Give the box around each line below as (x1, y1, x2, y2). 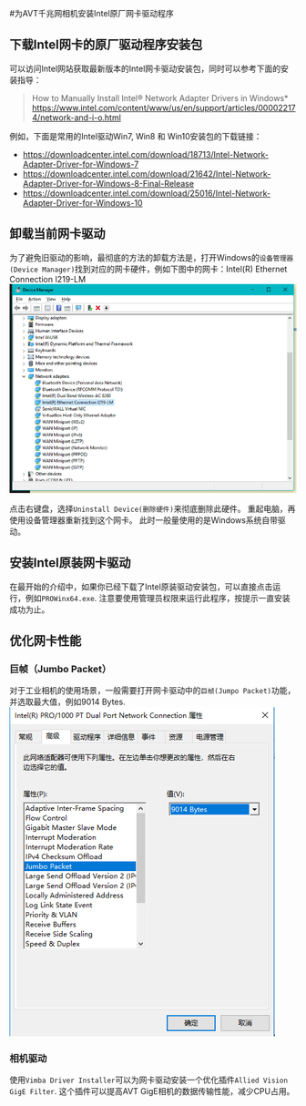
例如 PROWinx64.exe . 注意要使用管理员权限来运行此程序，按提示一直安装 (25, 592, 291, 603)
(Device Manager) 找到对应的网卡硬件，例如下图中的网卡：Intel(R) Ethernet (9, 263, 288, 274)
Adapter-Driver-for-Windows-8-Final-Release (22, 178, 194, 189)
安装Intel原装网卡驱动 (9, 555, 131, 571)
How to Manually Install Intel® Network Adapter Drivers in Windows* (31, 92, 289, 103)
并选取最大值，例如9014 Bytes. (9, 696, 126, 708)
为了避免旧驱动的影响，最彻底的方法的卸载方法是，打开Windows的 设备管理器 (9, 251, 294, 262)
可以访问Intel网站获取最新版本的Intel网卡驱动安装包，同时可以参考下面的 (9, 63, 281, 74)
